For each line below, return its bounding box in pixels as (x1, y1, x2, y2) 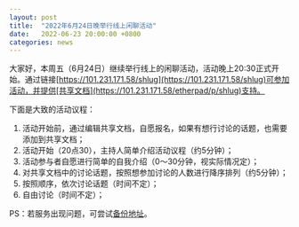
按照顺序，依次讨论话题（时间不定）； (21, 178, 159, 189)
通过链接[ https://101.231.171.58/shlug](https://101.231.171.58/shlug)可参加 (24, 74, 290, 85)
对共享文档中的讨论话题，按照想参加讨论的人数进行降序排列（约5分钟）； (21, 168, 289, 178)
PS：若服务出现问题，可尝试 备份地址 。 (9, 208, 152, 219)
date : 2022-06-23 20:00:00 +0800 (9, 29, 141, 38)
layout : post (9, 12, 58, 22)
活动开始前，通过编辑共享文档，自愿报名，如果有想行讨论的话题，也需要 (21, 123, 287, 134)
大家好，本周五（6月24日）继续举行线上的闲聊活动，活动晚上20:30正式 (9, 63, 271, 74)
